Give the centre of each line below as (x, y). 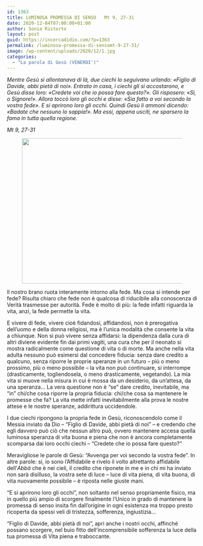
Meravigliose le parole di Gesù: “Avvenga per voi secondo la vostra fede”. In (101, 455)
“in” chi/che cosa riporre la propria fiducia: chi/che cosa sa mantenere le (97, 393)
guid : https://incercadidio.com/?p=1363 (59, 40)
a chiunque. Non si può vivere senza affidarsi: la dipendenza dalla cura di (98, 335)
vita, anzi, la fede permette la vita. (49, 311)
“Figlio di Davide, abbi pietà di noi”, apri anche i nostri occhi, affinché (92, 523)
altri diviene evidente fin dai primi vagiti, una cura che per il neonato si (94, 342)
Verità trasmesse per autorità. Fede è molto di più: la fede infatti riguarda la (100, 305)
